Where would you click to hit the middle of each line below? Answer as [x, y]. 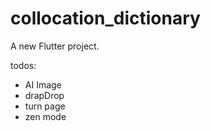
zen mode [45, 116]
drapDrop [44, 95]
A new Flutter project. [55, 46]
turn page [45, 106]
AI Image [43, 84]
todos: [23, 65]
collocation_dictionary [105, 18]
